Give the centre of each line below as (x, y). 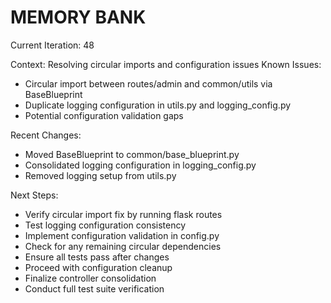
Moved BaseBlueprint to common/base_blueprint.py (132, 154)
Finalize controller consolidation (90, 278)
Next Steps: (34, 195)
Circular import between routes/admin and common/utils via (148, 83)
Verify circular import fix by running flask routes (123, 214)
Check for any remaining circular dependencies (123, 246)
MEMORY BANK (78, 17)
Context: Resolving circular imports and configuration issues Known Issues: (166, 64)
